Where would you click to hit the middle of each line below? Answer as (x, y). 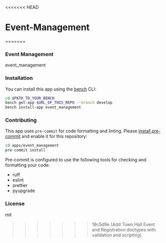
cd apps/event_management (32, 145)
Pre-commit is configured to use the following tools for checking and (76, 160)
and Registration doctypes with (124, 229)
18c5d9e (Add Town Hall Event (124, 224)
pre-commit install (25, 150)
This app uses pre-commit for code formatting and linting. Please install (78, 131)
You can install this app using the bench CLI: (51, 89)
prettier (20, 185)
